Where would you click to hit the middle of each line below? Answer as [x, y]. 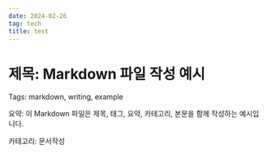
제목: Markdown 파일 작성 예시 [107, 74]
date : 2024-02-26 [38, 16]
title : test [28, 31]
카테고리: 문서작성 [37, 141]
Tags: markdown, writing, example [66, 97]
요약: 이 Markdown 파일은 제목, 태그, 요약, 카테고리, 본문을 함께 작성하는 [123, 114]
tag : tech [25, 24]
